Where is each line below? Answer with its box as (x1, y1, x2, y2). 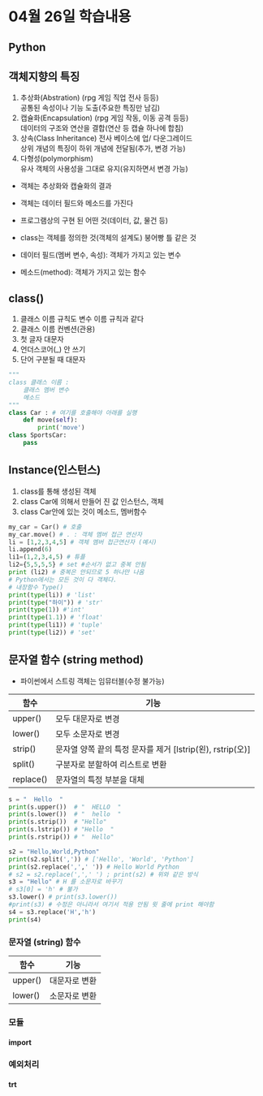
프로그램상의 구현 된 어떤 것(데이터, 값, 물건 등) (19, 216, 169, 226)
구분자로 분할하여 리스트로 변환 (55, 758, 167, 770)
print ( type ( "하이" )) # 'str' (8, 598, 104, 606)
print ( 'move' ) (37, 424, 85, 432)
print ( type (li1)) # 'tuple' (8, 621, 104, 629)
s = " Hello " (8, 795, 63, 804)
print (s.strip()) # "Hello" (8, 818, 107, 826)
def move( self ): (23, 416, 79, 425)
